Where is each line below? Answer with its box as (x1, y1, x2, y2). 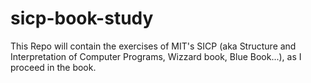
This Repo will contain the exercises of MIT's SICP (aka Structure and (10, 40, 297, 52)
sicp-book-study (10, 7, 154, 30)
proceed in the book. (10, 61, 97, 73)
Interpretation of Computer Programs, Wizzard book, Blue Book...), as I (10, 50, 302, 62)
